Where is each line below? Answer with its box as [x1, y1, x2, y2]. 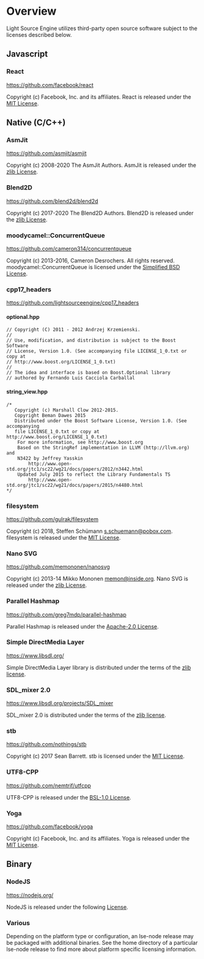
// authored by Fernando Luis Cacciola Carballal [6, 375, 136, 381]
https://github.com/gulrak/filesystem [6, 515, 99, 522]
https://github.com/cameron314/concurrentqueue [6, 245, 132, 252]
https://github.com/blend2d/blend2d [6, 197, 99, 205]
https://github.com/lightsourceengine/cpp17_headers [6, 299, 139, 307]
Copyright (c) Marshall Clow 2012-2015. [14, 407, 119, 413]
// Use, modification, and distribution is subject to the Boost [6, 337, 176, 344]
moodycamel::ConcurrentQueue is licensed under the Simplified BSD [6, 263, 180, 270]
